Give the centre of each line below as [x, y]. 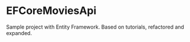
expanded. [19, 33]
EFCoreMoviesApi [51, 11]
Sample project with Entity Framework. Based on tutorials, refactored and [95, 27]
